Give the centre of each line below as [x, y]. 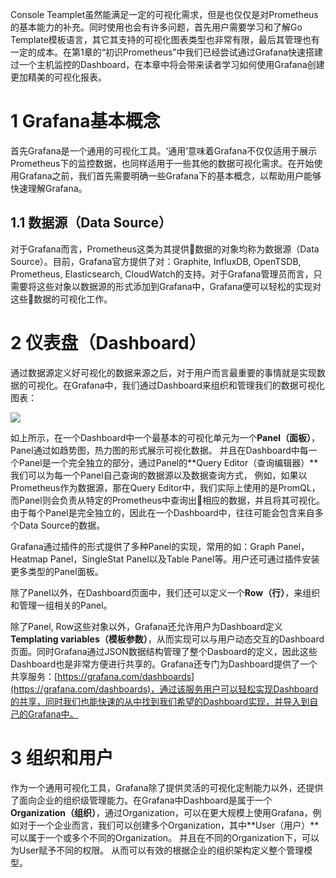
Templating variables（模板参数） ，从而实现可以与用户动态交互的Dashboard [167, 639]
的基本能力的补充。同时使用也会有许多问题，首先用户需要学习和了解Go [156, 27]
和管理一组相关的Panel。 [61, 605]
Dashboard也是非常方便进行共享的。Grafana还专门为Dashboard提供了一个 [164, 664]
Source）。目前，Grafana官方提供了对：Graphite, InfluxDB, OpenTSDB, [156, 261]
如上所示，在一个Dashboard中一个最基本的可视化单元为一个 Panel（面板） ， [165, 437]
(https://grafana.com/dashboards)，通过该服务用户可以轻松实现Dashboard [164, 689]
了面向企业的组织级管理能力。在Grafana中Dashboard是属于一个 [141, 800]
